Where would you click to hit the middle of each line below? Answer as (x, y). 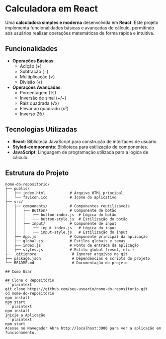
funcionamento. (21, 333)
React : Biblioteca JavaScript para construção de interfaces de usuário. (85, 141)
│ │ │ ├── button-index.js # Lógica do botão (61, 215)
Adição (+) (31, 66)
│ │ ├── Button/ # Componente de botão (61, 211)
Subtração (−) (34, 71)
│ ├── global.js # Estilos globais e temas (65, 241)
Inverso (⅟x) (32, 114)
